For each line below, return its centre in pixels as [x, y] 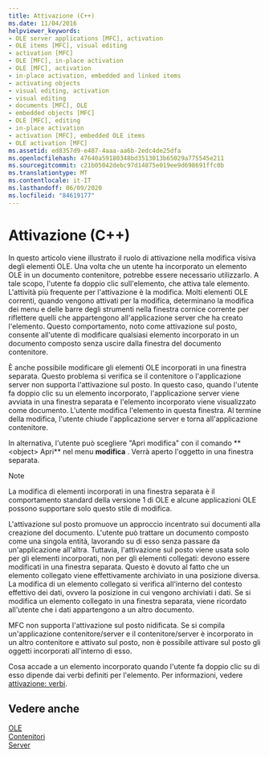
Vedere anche [44, 708]
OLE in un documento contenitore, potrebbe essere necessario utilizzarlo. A [134, 275]
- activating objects [45, 83]
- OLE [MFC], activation [50, 68]
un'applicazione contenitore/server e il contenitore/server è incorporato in [131, 634]
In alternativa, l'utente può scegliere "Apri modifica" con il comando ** [125, 443]
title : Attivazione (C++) [51, 16]
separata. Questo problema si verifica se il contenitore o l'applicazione [125, 376]
